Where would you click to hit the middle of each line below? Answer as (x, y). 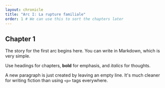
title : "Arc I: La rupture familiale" (45, 14)
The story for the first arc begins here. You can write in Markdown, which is (83, 51)
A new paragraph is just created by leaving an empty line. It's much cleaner (83, 75)
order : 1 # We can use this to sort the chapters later (64, 19)
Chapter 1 (20, 39)
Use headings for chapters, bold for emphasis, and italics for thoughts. (78, 66)
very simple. (18, 56)
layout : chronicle (24, 10)
